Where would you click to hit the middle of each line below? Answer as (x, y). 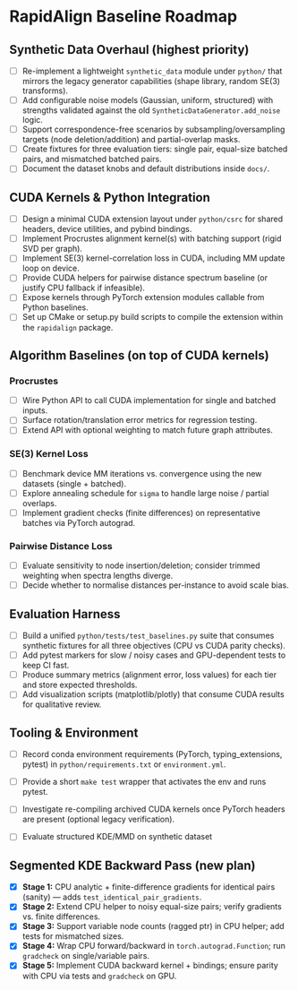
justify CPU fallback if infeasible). (84, 288)
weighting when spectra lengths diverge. (98, 576)
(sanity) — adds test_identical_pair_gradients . (112, 897)
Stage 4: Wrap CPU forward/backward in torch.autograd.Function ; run (154, 946)
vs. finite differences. (61, 917)
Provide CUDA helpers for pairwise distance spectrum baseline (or (145, 278)
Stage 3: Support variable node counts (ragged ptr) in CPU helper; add (153, 926)
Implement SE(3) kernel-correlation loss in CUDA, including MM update (153, 258)
